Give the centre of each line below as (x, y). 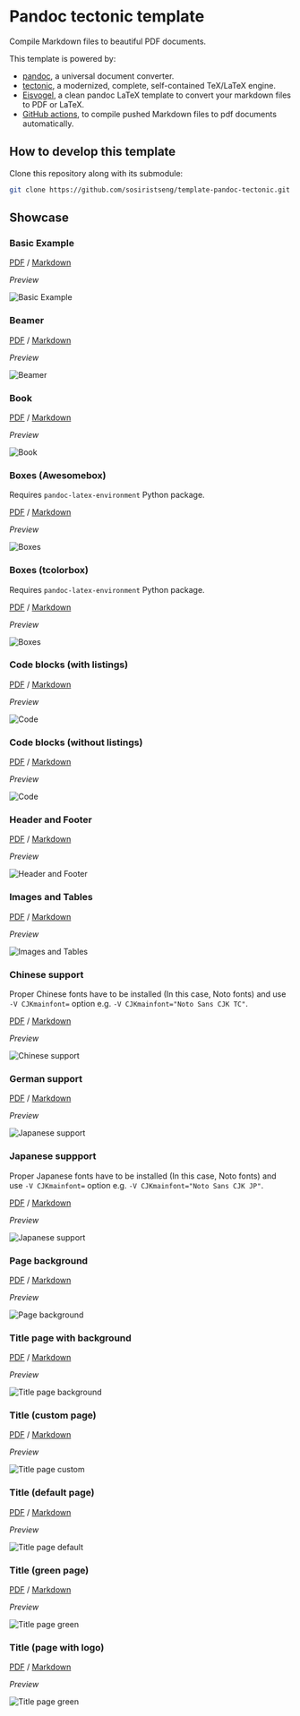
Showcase (39, 218)
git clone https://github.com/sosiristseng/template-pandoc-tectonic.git (150, 190)
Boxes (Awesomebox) (58, 475)
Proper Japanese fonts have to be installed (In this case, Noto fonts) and (143, 1176)
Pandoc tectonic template (107, 17)
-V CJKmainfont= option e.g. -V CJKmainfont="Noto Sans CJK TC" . (129, 1003)
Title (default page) (52, 1493)
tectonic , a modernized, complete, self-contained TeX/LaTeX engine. (149, 85)
